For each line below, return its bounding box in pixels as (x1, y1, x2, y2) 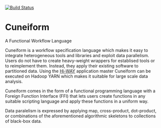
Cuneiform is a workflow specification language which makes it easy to (5, 47, 148, 53)
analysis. (5, 78, 23, 84)
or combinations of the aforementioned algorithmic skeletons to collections (5, 113, 156, 119)
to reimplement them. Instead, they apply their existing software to (5, 63, 139, 68)
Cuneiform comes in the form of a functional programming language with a (5, 88, 156, 94)
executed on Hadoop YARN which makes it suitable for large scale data (5, 73, 148, 79)
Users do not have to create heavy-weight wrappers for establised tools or (5, 58, 155, 64)
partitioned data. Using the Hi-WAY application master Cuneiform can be (5, 68, 151, 74)
